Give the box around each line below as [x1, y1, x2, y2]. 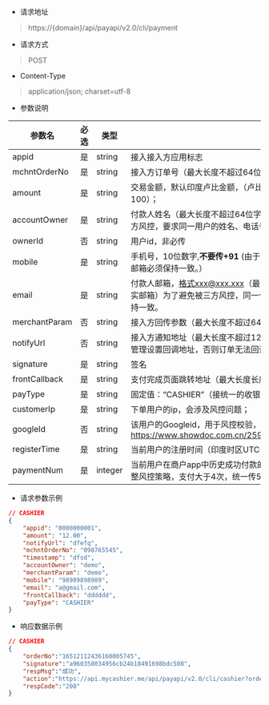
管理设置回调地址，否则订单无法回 [130, 344, 259, 355]
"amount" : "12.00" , [22, 531, 88, 539]
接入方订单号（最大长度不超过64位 [130, 167, 262, 178]
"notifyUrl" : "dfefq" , [22, 539, 98, 547]
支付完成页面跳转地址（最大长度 [130, 374, 251, 385]
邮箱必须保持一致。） [130, 263, 207, 274]
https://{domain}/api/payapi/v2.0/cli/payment [27, 23, 179, 32]
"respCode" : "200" [22, 682, 81, 691]
